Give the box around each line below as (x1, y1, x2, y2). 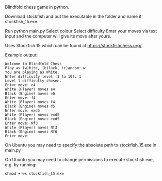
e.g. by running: (5, 162, 37, 167)
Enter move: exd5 (5, 108, 40, 113)
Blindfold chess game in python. (5, 4, 69, 10)
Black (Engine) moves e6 (5, 91, 55, 96)
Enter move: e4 (5, 82, 36, 87)
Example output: (5, 52, 38, 58)
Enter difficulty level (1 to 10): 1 (5, 74, 81, 79)
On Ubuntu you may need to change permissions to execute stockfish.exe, (5, 157, 154, 162)
